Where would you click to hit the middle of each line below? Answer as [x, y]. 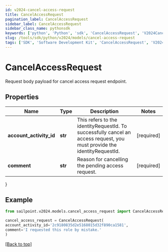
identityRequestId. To [102, 126]
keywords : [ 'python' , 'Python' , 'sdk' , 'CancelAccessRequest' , [72, 33]
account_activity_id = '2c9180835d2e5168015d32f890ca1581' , [67, 225]
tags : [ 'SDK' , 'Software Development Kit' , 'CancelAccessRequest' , [77, 43]
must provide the [97, 145]
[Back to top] [18, 244]
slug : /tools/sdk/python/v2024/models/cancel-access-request [70, 38]
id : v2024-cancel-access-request [40, 10]
